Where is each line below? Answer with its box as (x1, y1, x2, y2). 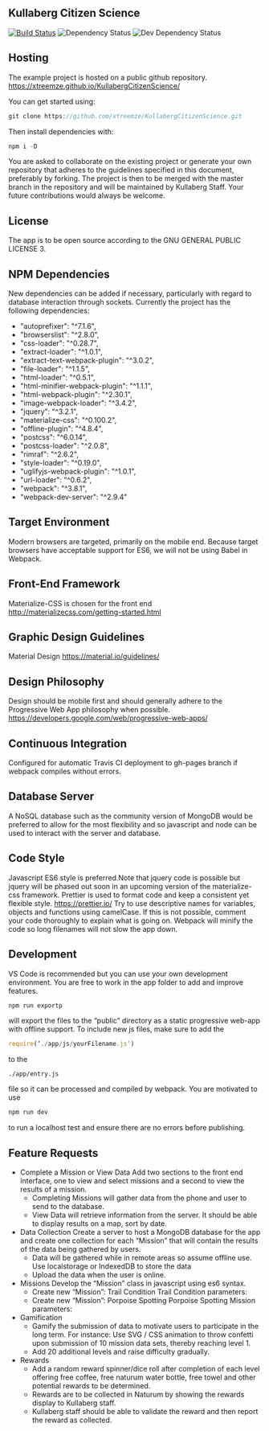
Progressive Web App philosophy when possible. (8, 705, 171, 715)
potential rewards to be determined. (31, 1380, 151, 1390)
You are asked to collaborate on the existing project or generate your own (8, 157, 252, 166)
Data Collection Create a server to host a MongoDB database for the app (19, 1227, 261, 1236)
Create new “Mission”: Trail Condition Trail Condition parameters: (31, 1286, 247, 1297)
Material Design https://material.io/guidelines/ (8, 651, 160, 662)
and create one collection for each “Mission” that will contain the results (19, 1236, 259, 1245)
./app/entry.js (8, 1070, 59, 1078)
